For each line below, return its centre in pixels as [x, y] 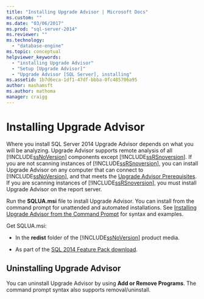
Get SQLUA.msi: [26, 225]
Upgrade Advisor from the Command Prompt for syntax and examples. [95, 214]
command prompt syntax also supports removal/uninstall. [79, 289]
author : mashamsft [30, 86]
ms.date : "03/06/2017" [35, 23]
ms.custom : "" [24, 18]
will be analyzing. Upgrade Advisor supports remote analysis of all [89, 150]
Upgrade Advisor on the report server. [54, 189]
